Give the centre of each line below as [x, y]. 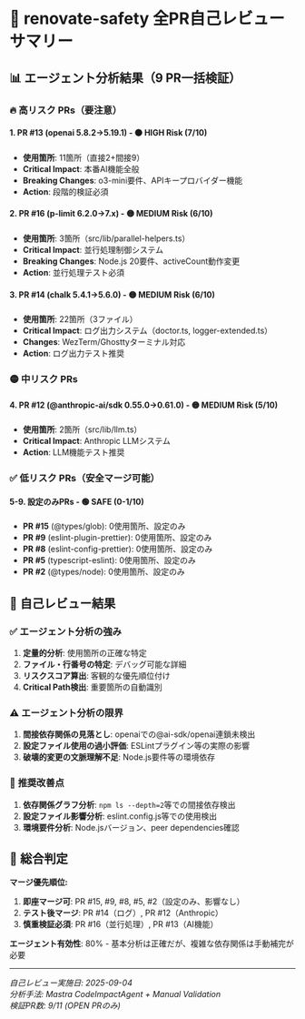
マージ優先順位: [39, 883]
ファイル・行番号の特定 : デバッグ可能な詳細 [104, 664]
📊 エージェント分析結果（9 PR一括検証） [125, 78]
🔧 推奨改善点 [37, 783]
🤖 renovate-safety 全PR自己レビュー [148, 19]
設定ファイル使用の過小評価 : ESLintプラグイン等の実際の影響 [136, 746]
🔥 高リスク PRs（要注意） [66, 110]
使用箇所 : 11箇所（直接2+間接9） [84, 157]
